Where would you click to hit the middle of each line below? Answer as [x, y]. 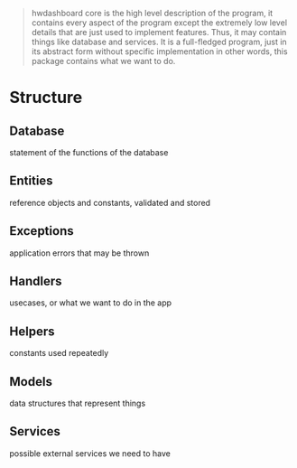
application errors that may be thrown [79, 253]
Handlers [36, 281]
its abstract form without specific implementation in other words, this [159, 51]
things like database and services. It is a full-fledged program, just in [159, 42]
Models [31, 382]
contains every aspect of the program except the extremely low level [159, 23]
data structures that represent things [78, 403]
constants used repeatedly [59, 353]
